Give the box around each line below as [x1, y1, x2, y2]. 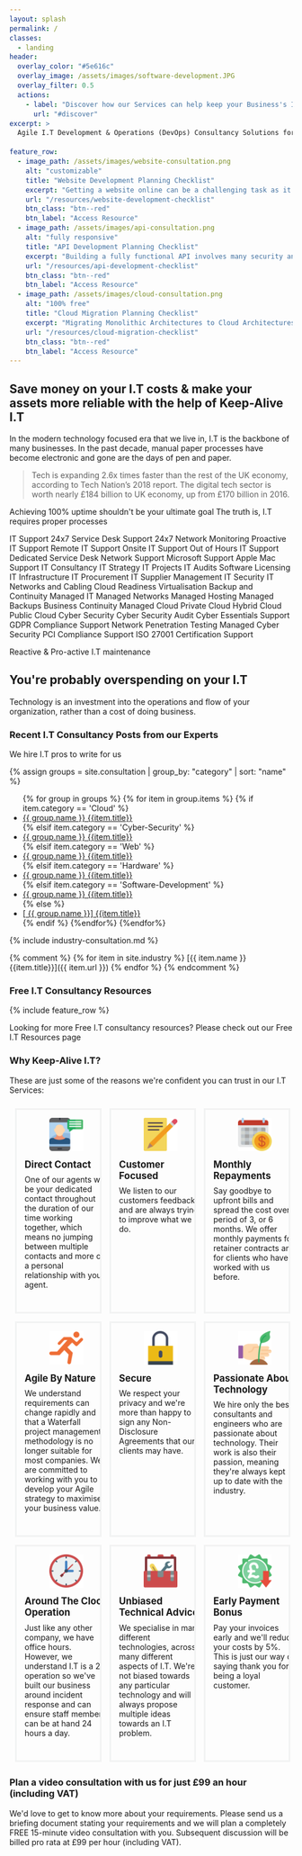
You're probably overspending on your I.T [9, 672, 248, 688]
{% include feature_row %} [9, 1005, 110, 1016]
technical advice [119, 1607, 199, 1619]
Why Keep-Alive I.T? [9, 1054, 102, 1067]
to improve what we [119, 1214, 192, 1225]
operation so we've [24, 1670, 96, 1680]
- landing [17, 43, 54, 52]
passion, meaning [213, 1456, 280, 1467]
